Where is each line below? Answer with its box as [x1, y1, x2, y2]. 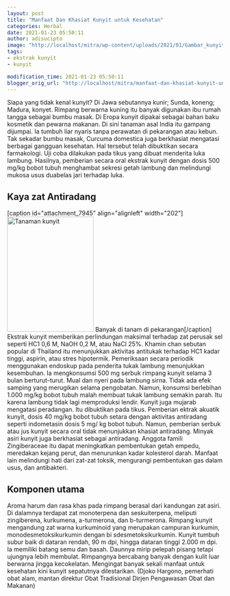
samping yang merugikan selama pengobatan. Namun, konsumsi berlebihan [7, 384, 222, 392]
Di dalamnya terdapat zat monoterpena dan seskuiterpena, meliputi [7, 509, 197, 517]
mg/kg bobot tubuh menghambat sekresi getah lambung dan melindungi [7, 164, 211, 172]
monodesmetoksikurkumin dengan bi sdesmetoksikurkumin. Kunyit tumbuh [7, 531, 220, 539]
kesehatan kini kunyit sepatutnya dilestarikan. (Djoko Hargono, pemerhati [7, 567, 214, 575]
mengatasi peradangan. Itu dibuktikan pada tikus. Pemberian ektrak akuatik [7, 405, 220, 414]
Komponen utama [7, 483, 85, 495]
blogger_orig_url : [7, 79, 60, 86]
